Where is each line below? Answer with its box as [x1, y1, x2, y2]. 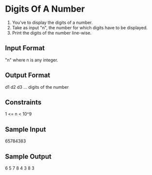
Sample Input [5, 125, 46, 134]
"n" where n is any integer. [5, 57, 58, 63]
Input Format [5, 44, 45, 52]
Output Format [5, 71, 51, 79]
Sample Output [5, 152, 52, 160]
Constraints [5, 98, 42, 106]
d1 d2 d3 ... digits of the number [5, 84, 69, 90]
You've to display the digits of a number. [12, 19, 93, 25]
